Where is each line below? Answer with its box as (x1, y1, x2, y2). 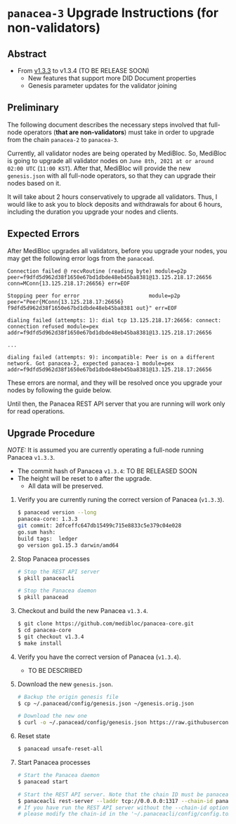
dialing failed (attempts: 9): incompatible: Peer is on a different (7, 354, 216, 361)
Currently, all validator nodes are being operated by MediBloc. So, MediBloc (7, 149, 227, 157)
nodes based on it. (7, 179, 61, 187)
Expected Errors (7, 228, 79, 240)
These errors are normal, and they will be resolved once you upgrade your (7, 378, 223, 387)
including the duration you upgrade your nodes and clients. (7, 207, 178, 216)
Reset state (17, 732, 51, 740)
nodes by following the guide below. (7, 385, 112, 394)
